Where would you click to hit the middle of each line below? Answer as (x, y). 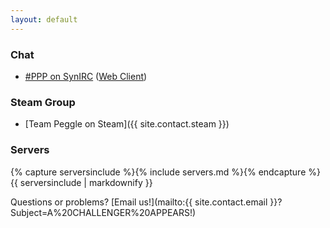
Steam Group (43, 102)
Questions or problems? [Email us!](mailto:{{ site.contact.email (139, 202)
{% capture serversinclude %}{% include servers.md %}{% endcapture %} (165, 172)
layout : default (44, 19)
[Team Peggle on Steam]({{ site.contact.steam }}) (127, 124)
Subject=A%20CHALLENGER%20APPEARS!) (103, 212)
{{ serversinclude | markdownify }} (81, 182)
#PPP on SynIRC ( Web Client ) (86, 76)
